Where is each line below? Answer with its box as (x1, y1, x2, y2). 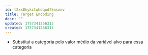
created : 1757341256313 (5, 26, 54, 30)
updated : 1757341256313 (5, 21, 54, 26)
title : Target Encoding (5, 12, 54, 17)
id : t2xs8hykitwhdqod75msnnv (5, 7, 65, 12)
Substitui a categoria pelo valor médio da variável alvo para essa (12, 39, 144, 45)
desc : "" (5, 16, 23, 21)
